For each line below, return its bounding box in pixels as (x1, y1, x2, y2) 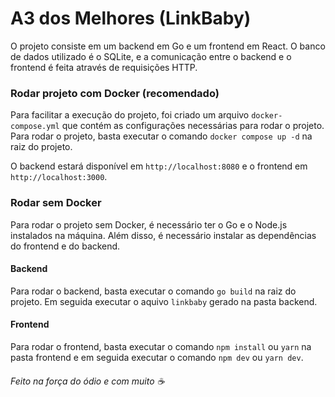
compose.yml (10, 122, 60, 132)
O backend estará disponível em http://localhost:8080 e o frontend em (10, 160, 308, 172)
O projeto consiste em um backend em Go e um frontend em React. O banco (10, 40, 326, 52)
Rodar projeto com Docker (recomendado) (10, 86, 220, 100)
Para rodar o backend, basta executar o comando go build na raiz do (10, 285, 297, 297)
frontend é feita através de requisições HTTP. (10, 61, 198, 73)
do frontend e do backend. (10, 240, 121, 252)
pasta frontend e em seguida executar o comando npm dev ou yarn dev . (10, 351, 304, 363)
